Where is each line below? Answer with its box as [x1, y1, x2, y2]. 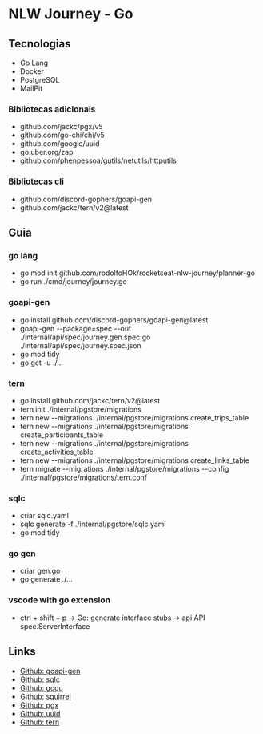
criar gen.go [19, 566, 61, 576]
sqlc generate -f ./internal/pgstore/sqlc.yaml [19, 519, 166, 529]
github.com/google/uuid [19, 139, 100, 148]
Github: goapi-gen [19, 666, 81, 675]
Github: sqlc [19, 675, 60, 684]
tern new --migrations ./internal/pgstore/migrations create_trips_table [19, 412, 249, 422]
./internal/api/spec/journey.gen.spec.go [19, 332, 151, 342]
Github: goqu [19, 683, 64, 692]
